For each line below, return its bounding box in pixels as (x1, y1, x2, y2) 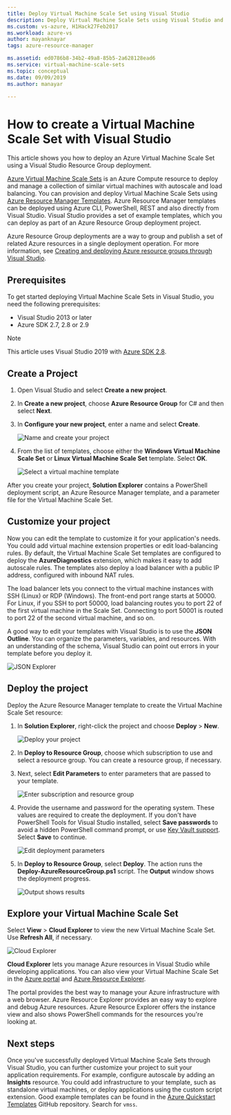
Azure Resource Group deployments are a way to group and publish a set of (7, 232, 223, 241)
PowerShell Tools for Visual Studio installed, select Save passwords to (17, 818, 219, 827)
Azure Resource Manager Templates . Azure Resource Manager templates (7, 196, 216, 205)
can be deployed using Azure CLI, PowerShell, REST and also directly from (7, 204, 219, 212)
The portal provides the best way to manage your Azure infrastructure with (7, 988, 220, 997)
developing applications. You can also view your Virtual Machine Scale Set (7, 968, 219, 976)
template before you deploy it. (7, 649, 93, 657)
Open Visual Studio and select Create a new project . (17, 385, 168, 394)
